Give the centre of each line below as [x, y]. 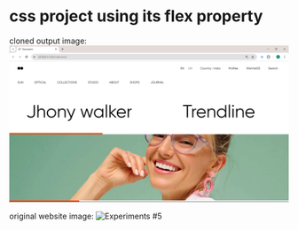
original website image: [52, 216]
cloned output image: [48, 41]
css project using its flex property [136, 16]
